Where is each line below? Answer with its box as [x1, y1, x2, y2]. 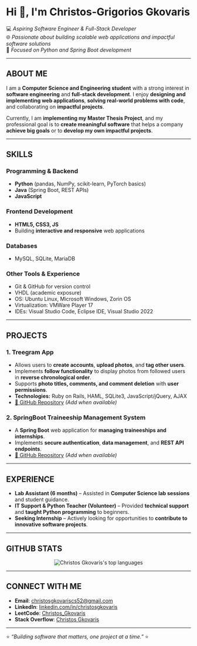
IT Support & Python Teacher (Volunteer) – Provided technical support [14, 502, 189, 509]
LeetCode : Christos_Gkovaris [14, 610, 86, 617]
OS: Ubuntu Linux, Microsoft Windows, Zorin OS [14, 296, 131, 303]
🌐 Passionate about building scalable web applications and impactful [6, 33, 175, 40]
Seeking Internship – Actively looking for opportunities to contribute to [14, 515, 188, 522]
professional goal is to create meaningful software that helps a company [6, 120, 184, 128]
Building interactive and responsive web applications [14, 227, 145, 234]
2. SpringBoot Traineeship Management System [6, 413, 146, 421]
